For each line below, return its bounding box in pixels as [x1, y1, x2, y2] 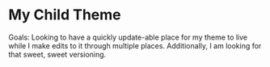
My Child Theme [8, 6, 121, 24]
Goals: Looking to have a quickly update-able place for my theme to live [8, 32, 248, 42]
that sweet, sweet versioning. [8, 49, 107, 59]
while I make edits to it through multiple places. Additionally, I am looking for [8, 40, 262, 50]
